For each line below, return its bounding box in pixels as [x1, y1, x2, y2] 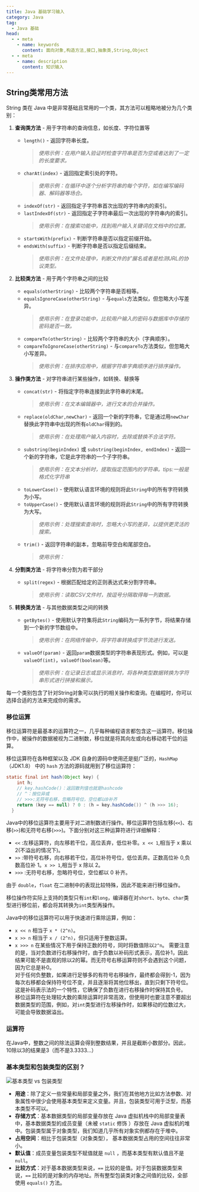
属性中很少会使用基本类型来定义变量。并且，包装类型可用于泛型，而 [20, 1098, 187, 1105]
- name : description [17, 58, 68, 64]
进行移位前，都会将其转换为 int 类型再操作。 [11, 901, 118, 909]
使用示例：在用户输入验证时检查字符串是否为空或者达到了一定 [38, 150, 190, 157]
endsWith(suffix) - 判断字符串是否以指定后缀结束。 [23, 242, 150, 249]
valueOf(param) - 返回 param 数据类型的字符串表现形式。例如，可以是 [23, 649, 188, 656]
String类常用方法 [6, 87, 69, 97]
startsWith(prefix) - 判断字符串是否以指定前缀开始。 [23, 235, 155, 242]
